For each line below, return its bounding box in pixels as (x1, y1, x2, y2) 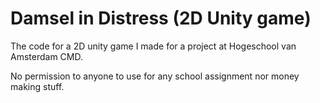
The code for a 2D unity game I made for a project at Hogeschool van (10, 40, 297, 52)
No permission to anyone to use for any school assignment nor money (10, 70, 300, 82)
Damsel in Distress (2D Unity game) (10, 7, 312, 30)
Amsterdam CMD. (10, 50, 83, 62)
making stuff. (10, 80, 65, 92)
